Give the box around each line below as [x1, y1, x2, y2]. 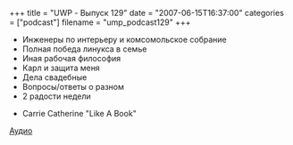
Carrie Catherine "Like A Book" [21, 109, 137, 118]
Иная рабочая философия [21, 53, 121, 63]
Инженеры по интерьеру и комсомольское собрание [21, 35, 227, 44]
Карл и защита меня [21, 62, 100, 73]
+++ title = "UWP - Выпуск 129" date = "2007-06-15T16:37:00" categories [9, 8, 284, 18]
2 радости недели [21, 91, 91, 101]
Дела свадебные [21, 72, 88, 83]
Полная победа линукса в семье [21, 44, 147, 54]
